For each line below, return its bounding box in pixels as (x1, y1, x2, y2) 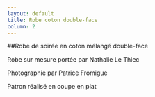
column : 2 (7, 23, 36, 30)
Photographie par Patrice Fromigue (7, 69, 108, 77)
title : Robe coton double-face (7, 17, 98, 24)
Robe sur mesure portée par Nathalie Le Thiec (7, 55, 140, 64)
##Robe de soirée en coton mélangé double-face (7, 42, 148, 51)
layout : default (7, 10, 54, 17)
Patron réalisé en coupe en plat (7, 82, 97, 91)
